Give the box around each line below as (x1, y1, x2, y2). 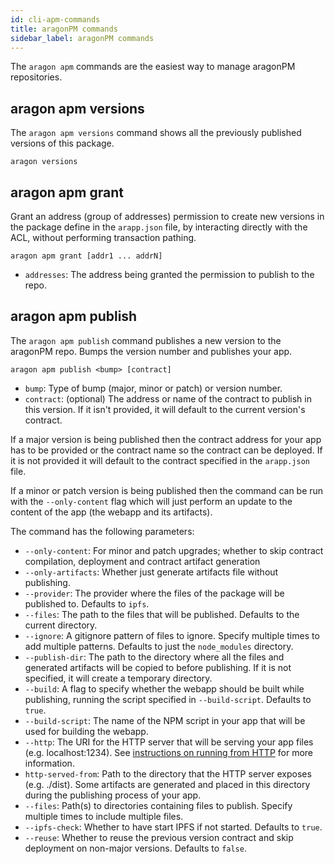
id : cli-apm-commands (10, 14, 101, 25)
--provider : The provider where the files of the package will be (24, 587, 285, 599)
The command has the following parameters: (10, 525, 195, 537)
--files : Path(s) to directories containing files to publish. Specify (24, 799, 293, 811)
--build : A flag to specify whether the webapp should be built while (24, 682, 305, 695)
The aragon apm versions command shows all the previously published (10, 127, 302, 139)
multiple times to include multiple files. (24, 810, 184, 822)
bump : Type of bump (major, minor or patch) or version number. (24, 382, 283, 394)
